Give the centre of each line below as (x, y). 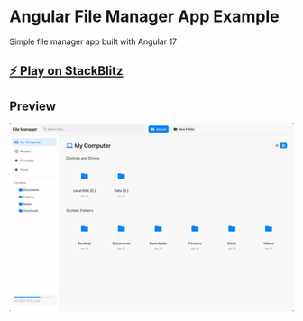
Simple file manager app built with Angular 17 (93, 41)
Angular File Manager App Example (144, 17)
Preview (33, 106)
